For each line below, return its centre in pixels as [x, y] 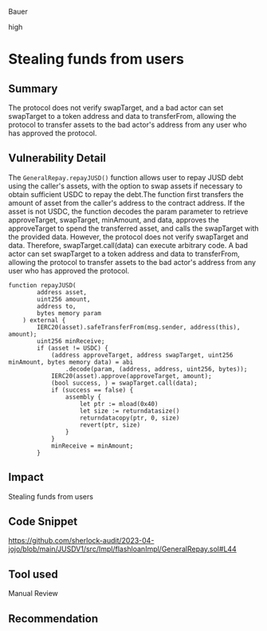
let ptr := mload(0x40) [119, 404]
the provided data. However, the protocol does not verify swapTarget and [128, 237]
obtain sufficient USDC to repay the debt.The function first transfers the [126, 194]
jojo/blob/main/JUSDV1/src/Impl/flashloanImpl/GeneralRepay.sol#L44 [122, 549]
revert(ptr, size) [110, 425]
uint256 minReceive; [71, 341]
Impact [26, 477]
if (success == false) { [92, 390]
